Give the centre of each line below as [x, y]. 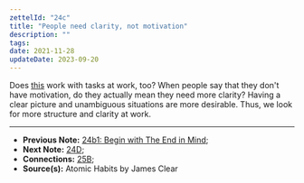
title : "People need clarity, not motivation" [99, 26]
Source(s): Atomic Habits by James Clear [100, 169]
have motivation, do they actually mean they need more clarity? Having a [145, 95]
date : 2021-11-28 [42, 51]
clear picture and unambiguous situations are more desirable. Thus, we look [151, 104]
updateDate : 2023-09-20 [54, 59]
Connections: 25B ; [58, 159]
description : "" [40, 34]
